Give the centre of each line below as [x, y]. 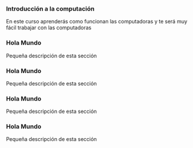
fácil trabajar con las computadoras [49, 27]
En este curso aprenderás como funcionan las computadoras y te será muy [97, 22]
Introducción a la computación [50, 9]
